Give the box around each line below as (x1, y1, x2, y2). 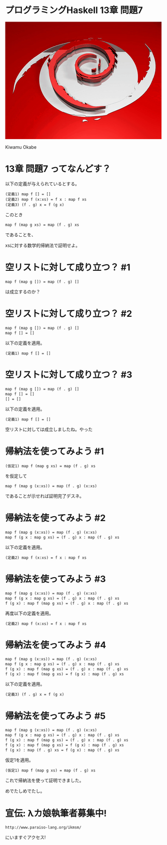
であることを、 (5, 231, 36, 238)
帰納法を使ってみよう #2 (5, 512, 106, 524)
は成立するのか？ (5, 288, 40, 294)
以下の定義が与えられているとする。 (5, 181, 80, 187)
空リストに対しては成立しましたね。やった (5, 426, 93, 432)
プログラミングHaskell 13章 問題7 (5, 5, 143, 16)
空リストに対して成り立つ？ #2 (5, 308, 132, 319)
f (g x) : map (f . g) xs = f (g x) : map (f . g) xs (5, 748, 120, 753)
